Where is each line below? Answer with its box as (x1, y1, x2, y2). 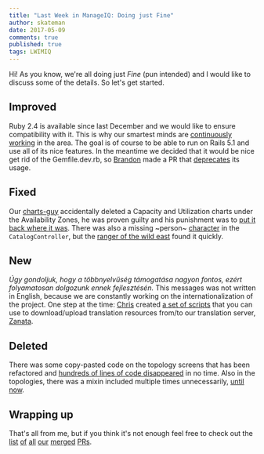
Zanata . (9, 317, 34, 326)
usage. (9, 162, 31, 173)
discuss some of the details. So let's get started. (9, 78, 165, 87)
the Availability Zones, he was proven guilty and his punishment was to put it (9, 215, 256, 224)
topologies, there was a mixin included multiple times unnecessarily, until (9, 377, 245, 387)
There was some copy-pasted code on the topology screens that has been (9, 360, 250, 369)
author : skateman (9, 19, 66, 27)
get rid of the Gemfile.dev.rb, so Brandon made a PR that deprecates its (9, 154, 240, 164)
